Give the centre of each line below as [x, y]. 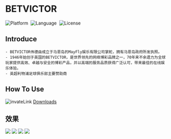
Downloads [45, 101]
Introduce [21, 39]
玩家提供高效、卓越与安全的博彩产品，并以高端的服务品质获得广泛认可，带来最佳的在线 [83, 63]
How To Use [25, 89]
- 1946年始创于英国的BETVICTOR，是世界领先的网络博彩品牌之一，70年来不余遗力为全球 [86, 57]
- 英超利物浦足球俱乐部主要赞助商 [36, 74]
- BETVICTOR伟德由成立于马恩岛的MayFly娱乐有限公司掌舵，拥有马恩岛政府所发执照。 [84, 52]
